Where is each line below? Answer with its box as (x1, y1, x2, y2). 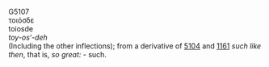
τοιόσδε (8, 15, 35, 25)
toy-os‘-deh (8, 32, 48, 42)
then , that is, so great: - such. (8, 50, 107, 59)
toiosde (8, 24, 34, 33)
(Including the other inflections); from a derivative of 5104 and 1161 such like (8, 41, 262, 51)
